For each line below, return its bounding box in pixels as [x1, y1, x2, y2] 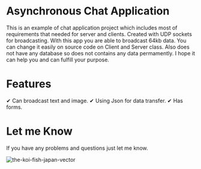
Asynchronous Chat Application [6, 4, 170, 18]
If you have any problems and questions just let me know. [6, 144, 148, 152]
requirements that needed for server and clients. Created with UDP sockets [6, 30, 192, 37]
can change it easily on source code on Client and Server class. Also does [6, 43, 190, 51]
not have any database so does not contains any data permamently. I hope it [6, 49, 196, 57]
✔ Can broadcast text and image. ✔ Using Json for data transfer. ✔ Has [6, 97, 183, 104]
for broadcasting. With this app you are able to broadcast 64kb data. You [6, 37, 187, 44]
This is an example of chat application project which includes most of [6, 24, 178, 31]
